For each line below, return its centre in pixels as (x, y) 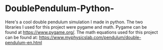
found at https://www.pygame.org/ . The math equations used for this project (81, 32)
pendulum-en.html (24, 42)
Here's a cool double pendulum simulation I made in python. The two (74, 22)
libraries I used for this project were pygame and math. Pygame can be (76, 27)
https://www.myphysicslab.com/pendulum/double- (90, 37)
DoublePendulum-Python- (60, 8)
